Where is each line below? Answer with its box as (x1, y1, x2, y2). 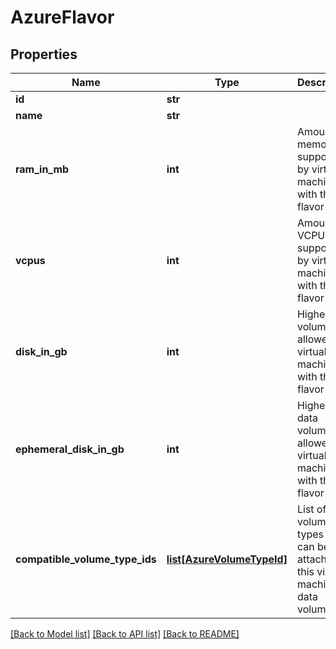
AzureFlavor (10, 6, 115, 29)
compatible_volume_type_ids (15, 552, 157, 566)
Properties (10, 46, 78, 63)
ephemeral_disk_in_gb (15, 442, 125, 456)
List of (296, 502, 327, 516)
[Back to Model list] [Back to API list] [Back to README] (10, 628, 240, 640)
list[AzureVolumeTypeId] (166, 552, 288, 566)
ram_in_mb (15, 162, 70, 176)
